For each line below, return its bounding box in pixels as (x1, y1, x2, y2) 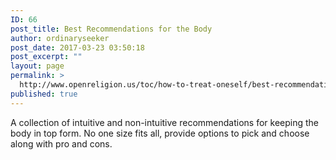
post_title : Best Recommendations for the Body (10, 24, 213, 34)
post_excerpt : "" (10, 52, 83, 62)
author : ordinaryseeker (10, 33, 110, 43)
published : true (10, 89, 78, 99)
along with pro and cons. (10, 137, 113, 150)
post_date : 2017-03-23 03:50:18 (10, 42, 145, 53)
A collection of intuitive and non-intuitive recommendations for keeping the (10, 116, 319, 128)
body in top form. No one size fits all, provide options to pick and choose (10, 127, 310, 139)
